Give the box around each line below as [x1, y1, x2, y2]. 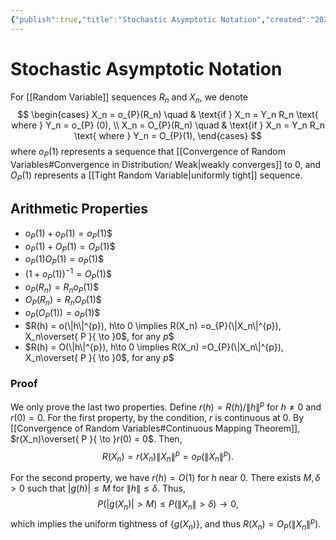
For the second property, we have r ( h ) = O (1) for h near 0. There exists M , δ [10, 472, 321, 484]
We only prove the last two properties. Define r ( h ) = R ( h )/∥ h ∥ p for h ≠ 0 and [10, 399, 322, 413]
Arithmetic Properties [10, 201, 149, 218]
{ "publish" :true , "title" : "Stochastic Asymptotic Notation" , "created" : [10, 14, 311, 25]
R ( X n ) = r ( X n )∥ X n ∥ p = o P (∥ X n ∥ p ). [101, 448, 235, 465]
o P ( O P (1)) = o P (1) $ [24, 307, 101, 321]
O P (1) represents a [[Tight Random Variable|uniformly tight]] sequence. [10, 169, 303, 183]
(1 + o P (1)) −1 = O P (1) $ [24, 266, 112, 282]
